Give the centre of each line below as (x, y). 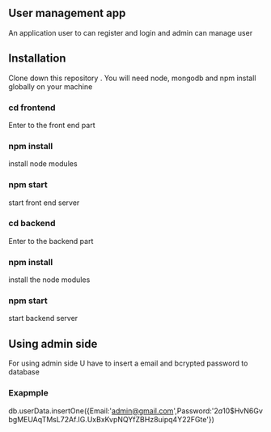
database (24, 372)
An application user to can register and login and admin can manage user (131, 32)
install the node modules (49, 280)
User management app (67, 13)
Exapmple (28, 393)
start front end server (44, 203)
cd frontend (32, 107)
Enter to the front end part (52, 125)
